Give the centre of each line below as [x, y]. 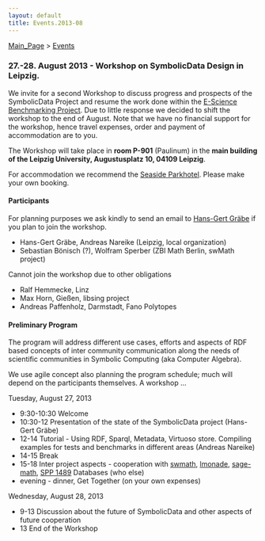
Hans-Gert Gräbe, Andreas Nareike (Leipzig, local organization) [123, 242]
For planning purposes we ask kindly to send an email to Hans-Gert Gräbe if [132, 218]
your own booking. [39, 182]
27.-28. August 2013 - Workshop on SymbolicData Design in [126, 66]
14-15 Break [39, 455]
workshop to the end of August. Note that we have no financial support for [129, 118]
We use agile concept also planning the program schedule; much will [121, 375]
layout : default [35, 15]
